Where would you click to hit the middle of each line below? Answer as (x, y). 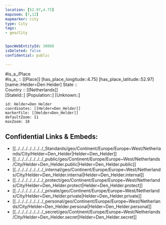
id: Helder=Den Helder (28, 104)
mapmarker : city (22, 19)
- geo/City (16, 33)
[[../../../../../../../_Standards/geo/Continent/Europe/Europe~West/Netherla (86, 149)
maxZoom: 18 (17, 121)
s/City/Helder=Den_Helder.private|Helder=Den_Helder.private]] (77, 196)
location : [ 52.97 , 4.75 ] (30, 10)
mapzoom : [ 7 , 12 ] (22, 14)
